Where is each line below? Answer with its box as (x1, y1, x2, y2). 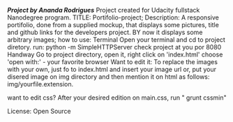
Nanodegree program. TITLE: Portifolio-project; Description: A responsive (7, 13, 220, 22)
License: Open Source (7, 107, 71, 115)
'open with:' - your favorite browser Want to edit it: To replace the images (7, 58, 218, 66)
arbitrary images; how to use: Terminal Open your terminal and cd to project (7, 36, 225, 44)
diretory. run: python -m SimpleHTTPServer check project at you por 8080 (7, 43, 222, 51)
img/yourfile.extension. (7, 80, 74, 88)
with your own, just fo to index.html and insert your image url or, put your (7, 66, 216, 73)
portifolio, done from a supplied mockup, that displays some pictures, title (7, 21, 220, 29)
